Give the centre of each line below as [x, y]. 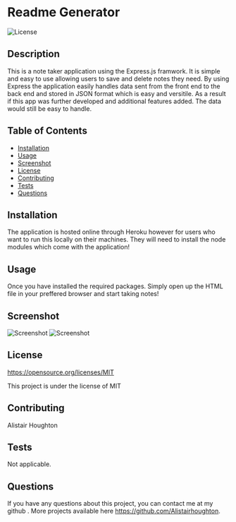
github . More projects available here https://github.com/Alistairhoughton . [114, 511]
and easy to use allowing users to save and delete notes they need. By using [118, 78]
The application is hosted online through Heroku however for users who [112, 232]
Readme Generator [64, 12]
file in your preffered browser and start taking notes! [83, 294]
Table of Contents [48, 131]
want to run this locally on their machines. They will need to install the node [117, 239]
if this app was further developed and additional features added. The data [114, 101]
